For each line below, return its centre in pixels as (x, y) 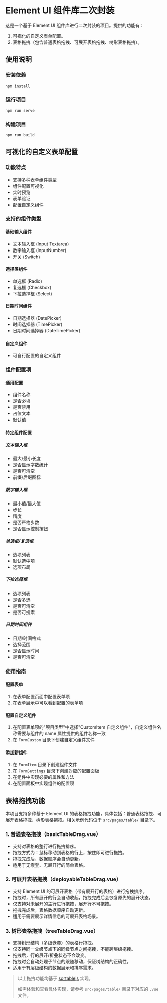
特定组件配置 (18, 432)
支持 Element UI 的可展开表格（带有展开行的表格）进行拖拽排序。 (80, 891)
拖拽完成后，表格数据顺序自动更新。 (50, 910)
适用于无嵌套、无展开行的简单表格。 (50, 865)
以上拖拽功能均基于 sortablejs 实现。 (55, 978)
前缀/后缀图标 (27, 477)
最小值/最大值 (27, 503)
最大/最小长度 (27, 458)
